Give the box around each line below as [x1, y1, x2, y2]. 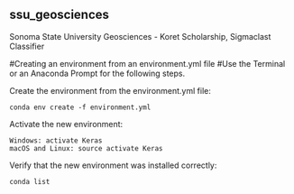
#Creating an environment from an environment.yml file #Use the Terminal [9, 58, 286, 69]
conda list [9, 177, 51, 186]
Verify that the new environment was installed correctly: [9, 160, 217, 171]
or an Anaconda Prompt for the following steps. [9, 68, 186, 79]
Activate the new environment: [9, 118, 124, 129]
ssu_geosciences [9, 7, 110, 23]
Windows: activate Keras [9, 135, 103, 145]
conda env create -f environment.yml [9, 103, 152, 112]
